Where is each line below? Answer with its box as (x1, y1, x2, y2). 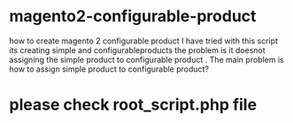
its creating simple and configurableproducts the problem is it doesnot (9, 44, 266, 55)
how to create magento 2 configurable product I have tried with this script (9, 35, 279, 46)
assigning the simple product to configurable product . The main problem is (9, 54, 285, 65)
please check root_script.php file (9, 95, 258, 115)
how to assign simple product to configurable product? (9, 64, 210, 74)
